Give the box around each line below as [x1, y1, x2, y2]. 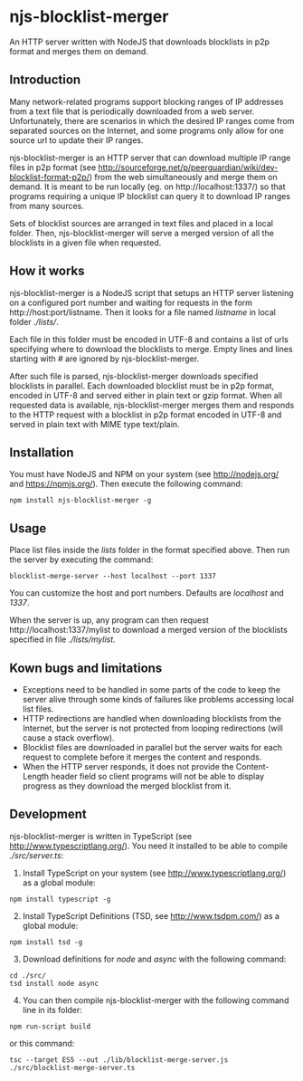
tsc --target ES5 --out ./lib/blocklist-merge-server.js [9, 1055, 229, 1065]
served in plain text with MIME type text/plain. [9, 418, 180, 429]
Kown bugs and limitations [9, 660, 163, 675]
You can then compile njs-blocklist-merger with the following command [22, 994, 289, 1006]
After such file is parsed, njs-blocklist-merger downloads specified [9, 370, 259, 381]
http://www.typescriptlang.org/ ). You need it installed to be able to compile [9, 840, 288, 851]
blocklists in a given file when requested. [9, 237, 162, 248]
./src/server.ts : [9, 849, 64, 861]
